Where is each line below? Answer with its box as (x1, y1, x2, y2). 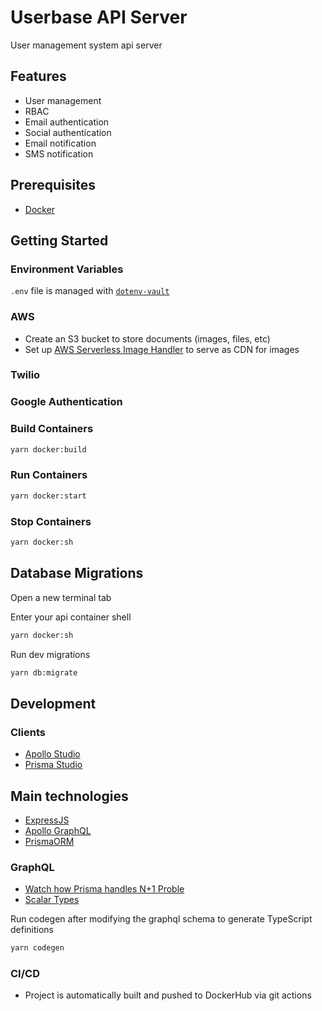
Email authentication (24, 116, 110, 128)
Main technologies (10, 787, 129, 805)
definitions (10, 924, 54, 936)
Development (10, 695, 97, 712)
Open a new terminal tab (10, 591, 112, 603)
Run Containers (10, 468, 88, 482)
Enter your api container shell (10, 611, 132, 623)
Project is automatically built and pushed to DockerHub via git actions (24, 989, 312, 1001)
